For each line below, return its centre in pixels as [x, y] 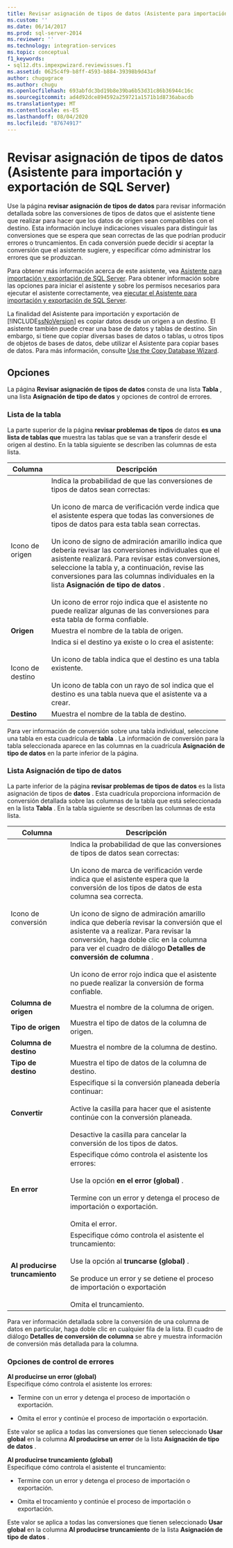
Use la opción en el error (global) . [127, 1181]
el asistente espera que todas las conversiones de [132, 515]
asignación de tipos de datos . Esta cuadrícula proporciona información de [114, 793]
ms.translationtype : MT [42, 104]
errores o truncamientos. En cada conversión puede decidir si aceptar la [110, 243]
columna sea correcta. [107, 896]
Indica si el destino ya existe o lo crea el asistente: [132, 642]
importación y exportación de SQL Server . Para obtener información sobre [113, 279]
